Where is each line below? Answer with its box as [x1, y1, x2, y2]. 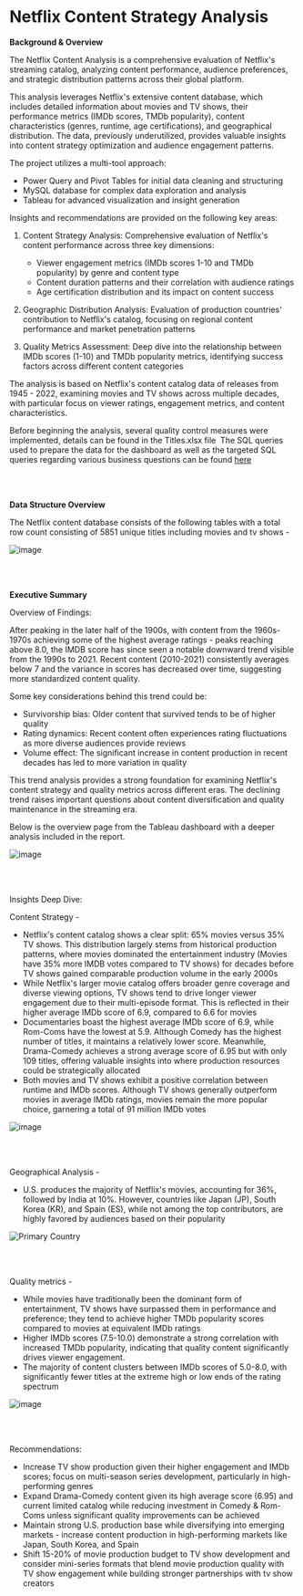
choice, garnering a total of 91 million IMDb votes [22, 1103, 207, 1114]
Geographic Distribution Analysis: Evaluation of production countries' [22, 304, 282, 315]
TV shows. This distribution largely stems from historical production [22, 938, 278, 950]
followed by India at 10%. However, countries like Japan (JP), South [22, 1194, 277, 1205]
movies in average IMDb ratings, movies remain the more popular [22, 1093, 268, 1105]
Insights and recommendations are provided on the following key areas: [9, 212, 278, 223]
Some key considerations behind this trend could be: [9, 691, 207, 702]
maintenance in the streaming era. [9, 803, 138, 814]
